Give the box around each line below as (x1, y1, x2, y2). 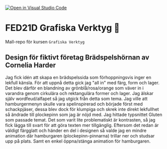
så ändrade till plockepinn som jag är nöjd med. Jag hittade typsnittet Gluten (5, 111, 162, 117)
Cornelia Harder (5, 61, 56, 69)
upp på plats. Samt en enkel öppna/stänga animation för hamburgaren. (5, 138, 151, 144)
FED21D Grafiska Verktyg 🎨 (5, 22, 120, 33)
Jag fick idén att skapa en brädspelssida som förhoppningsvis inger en (5, 74, 151, 80)
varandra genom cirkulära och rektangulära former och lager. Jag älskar (5, 90, 154, 96)
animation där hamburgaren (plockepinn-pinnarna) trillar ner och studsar (5, 132, 155, 138)
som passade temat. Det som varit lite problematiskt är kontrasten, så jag (5, 116, 156, 122)
